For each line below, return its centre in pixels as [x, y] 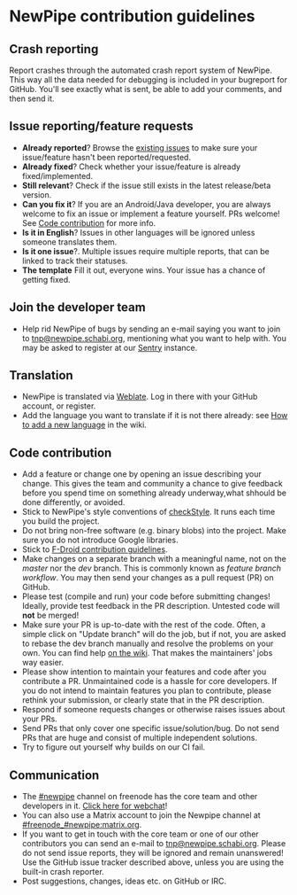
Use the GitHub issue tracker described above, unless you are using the [153, 862]
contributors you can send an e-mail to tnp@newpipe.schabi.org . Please [154, 844]
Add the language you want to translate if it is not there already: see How [155, 416]
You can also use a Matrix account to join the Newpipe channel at [141, 815]
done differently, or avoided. [73, 502]
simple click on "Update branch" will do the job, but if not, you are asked [154, 634]
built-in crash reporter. [63, 872]
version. [37, 195]
